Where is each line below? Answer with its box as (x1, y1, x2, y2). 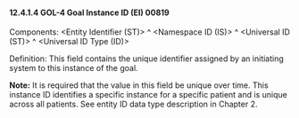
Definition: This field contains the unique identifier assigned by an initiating (9, 53, 284, 64)
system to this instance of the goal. (9, 63, 138, 74)
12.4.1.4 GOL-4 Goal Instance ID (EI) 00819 (9, 7, 170, 18)
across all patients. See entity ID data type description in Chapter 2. (9, 98, 258, 110)
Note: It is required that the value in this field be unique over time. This (9, 80, 270, 90)
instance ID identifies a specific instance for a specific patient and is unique (9, 90, 287, 100)
